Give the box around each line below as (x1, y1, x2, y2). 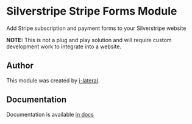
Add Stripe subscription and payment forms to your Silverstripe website (6, 24, 187, 32)
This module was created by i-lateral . (6, 76, 100, 84)
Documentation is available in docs (6, 111, 94, 118)
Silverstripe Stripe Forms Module (6, 4, 177, 18)
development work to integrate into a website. (6, 43, 122, 50)
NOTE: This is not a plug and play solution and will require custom (6, 36, 172, 43)
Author (6, 60, 34, 71)
